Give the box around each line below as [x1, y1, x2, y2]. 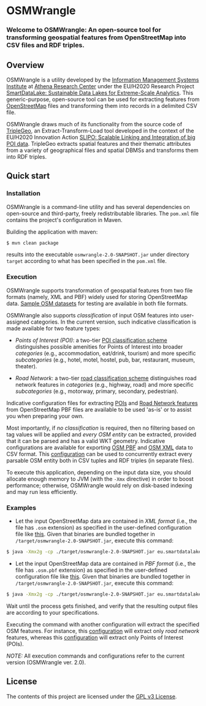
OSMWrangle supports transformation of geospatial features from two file [6, 286, 193, 294]
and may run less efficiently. [6, 488, 78, 495]
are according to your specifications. [6, 609, 99, 616]
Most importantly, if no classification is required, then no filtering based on [6, 424, 195, 431]
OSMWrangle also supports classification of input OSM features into [6, 311, 180, 319]
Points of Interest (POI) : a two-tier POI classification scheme [15, 336, 167, 344]
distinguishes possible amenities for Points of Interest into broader [15, 343, 183, 350]
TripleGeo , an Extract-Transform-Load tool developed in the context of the [6, 127, 194, 134]
